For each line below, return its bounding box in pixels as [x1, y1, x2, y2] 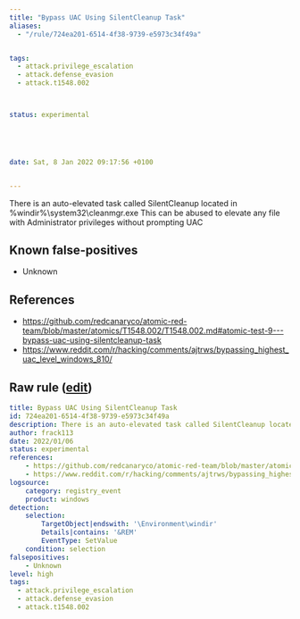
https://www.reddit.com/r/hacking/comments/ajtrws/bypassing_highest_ [21, 345, 289, 356]
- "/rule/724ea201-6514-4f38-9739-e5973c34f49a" [17, 29, 202, 38]
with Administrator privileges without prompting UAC [9, 216, 204, 228]
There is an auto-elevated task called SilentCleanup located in [9, 197, 238, 208]
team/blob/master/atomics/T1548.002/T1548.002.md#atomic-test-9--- [21, 325, 284, 336]
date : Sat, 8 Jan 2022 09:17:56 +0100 [9, 157, 154, 166]
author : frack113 [9, 428, 74, 438]
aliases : [9, 21, 42, 30]
